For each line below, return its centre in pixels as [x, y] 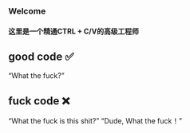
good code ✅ [41, 56]
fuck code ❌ [39, 101]
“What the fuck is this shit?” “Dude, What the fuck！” [95, 121]
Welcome [27, 11]
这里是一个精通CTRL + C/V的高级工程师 [74, 31]
